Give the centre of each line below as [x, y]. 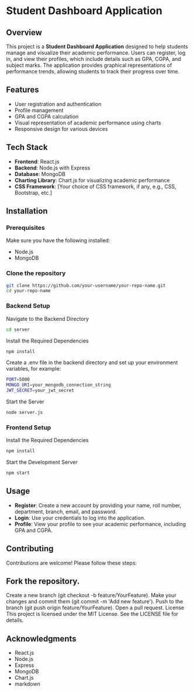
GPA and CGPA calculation [46, 116]
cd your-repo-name [28, 291]
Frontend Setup [29, 428]
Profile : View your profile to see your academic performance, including [100, 524]
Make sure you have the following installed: [58, 240]
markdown [27, 684]
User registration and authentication [58, 104]
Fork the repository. [43, 581]
